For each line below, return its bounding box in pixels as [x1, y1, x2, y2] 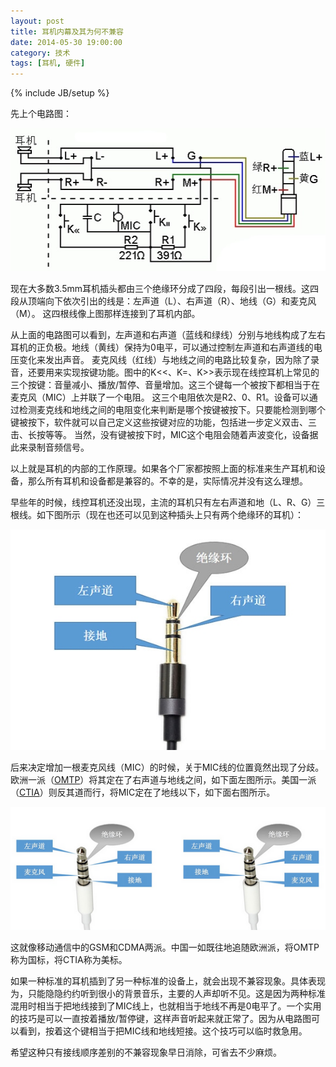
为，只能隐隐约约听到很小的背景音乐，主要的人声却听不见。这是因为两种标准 [10, 987, 326, 999]
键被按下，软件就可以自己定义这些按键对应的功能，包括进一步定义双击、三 [10, 416, 317, 429]
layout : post [10, 16, 65, 26]
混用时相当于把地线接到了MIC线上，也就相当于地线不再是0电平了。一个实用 [10, 1000, 322, 1012]
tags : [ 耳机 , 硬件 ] [10, 58, 86, 69]
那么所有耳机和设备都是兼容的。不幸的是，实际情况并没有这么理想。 [27, 475, 308, 487]
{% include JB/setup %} [10, 87, 110, 99]
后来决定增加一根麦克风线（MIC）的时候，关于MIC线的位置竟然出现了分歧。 [10, 761, 325, 773]
